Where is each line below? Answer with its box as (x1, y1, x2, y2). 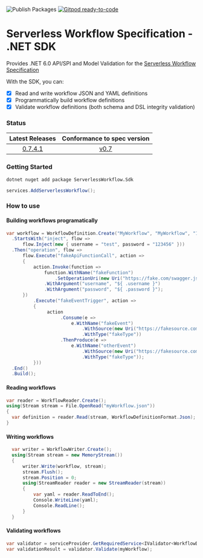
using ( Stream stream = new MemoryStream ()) (11, 452, 123, 458)
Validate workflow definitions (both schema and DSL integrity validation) (14, 103, 195, 111)
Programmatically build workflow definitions (14, 97, 125, 103)
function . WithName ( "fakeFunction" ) (44, 269, 134, 275)
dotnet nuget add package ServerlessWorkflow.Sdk (6, 176, 134, 183)
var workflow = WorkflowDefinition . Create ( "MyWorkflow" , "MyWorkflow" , (6, 230, 190, 236)
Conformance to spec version (62, 134, 150, 143)
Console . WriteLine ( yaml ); (33, 497, 98, 503)
